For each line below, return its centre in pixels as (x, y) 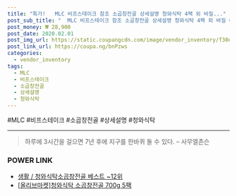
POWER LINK (30, 160)
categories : (25, 54)
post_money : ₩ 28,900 (39, 27)
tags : (15, 66)
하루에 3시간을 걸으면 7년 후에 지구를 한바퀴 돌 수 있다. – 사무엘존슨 (117, 141)
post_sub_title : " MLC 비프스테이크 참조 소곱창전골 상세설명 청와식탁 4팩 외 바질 (117, 20)
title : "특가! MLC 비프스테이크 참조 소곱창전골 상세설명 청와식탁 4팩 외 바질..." (117, 14)
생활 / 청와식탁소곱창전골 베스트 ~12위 (70, 176)
